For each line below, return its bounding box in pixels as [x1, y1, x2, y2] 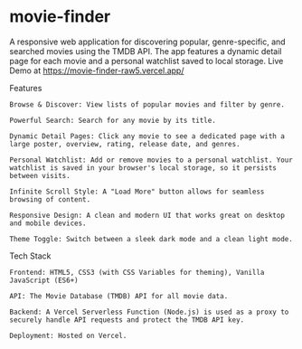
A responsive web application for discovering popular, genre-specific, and [9, 36, 287, 47]
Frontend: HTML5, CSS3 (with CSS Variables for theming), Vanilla [9, 268, 265, 277]
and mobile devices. [9, 219, 88, 228]
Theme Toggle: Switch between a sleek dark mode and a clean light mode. [9, 234, 294, 243]
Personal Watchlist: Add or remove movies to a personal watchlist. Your [9, 156, 294, 165]
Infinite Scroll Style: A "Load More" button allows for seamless [9, 187, 265, 196]
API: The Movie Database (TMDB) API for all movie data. [9, 291, 229, 300]
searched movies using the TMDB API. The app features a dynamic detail [9, 45, 282, 56]
